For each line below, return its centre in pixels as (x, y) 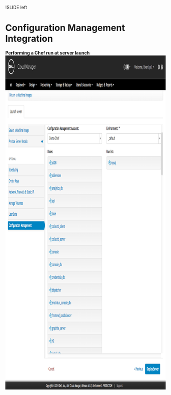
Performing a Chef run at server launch (48, 52)
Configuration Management (65, 28)
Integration (29, 39)
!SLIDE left (16, 7)
